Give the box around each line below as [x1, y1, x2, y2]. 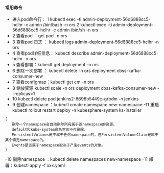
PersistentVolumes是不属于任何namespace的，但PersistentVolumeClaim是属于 [11, 132, 159, 137]
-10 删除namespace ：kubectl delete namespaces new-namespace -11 [5, 156, 148, 162]
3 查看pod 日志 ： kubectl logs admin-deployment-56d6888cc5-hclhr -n [12, 39, 159, 45]
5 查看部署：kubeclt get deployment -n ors [12, 62, 99, 68]
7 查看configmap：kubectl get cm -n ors [12, 79, 94, 85]
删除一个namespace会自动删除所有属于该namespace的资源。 [11, 122, 117, 127]
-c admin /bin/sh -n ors [51, 27, 99, 33]
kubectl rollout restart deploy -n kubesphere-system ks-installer [12, 107, 142, 113]
